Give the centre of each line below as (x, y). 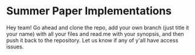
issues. (15, 47)
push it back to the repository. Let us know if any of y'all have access (92, 40)
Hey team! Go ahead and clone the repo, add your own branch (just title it (97, 27)
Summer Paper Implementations (89, 11)
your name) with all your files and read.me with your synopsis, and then (95, 33)
